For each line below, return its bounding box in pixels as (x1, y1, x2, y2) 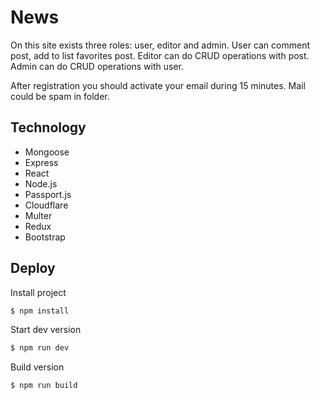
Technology (10, 119, 87, 136)
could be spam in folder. (10, 90, 110, 102)
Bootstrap (24, 231, 66, 243)
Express (24, 156, 59, 168)
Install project (10, 286, 67, 298)
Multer (24, 209, 53, 221)
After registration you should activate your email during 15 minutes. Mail (10, 79, 306, 91)
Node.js (24, 177, 58, 190)
